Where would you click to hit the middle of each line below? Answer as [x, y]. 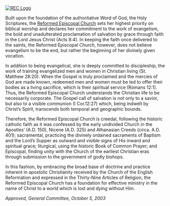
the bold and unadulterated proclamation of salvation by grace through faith [84, 34]
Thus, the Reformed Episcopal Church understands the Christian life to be [82, 93]
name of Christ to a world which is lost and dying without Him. [70, 188]
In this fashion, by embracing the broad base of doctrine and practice [78, 167]
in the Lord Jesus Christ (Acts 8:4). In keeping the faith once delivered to [81, 40]
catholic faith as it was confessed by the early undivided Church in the [79, 124]
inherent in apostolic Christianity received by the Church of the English [79, 172]
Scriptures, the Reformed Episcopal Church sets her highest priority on [79, 23]
